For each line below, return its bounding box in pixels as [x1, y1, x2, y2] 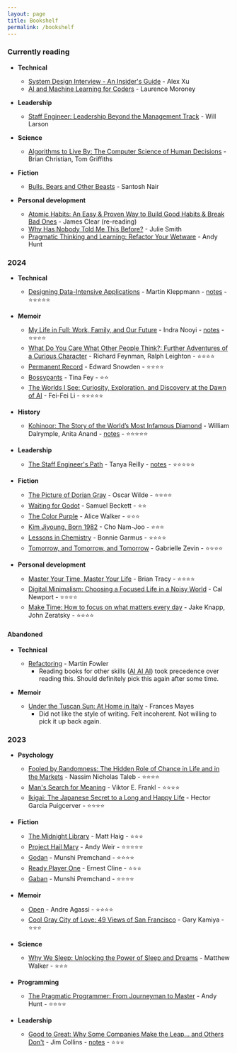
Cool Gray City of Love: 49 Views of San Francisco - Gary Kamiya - [28, 915, 224, 924]
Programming [17, 978, 59, 987]
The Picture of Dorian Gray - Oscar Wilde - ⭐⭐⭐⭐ [28, 491, 173, 499]
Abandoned [7, 630, 43, 638]
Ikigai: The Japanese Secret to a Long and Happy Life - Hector [28, 793, 211, 802]
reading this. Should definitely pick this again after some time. [38, 675, 219, 683]
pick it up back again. [38, 717, 101, 726]
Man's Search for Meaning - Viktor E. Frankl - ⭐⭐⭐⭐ [28, 783, 180, 792]
